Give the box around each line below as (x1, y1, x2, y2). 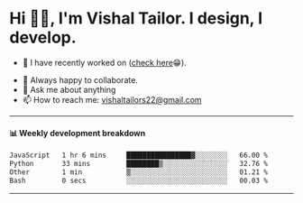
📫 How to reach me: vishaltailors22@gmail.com (22, 94, 202, 105)
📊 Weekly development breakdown (9, 127, 146, 138)
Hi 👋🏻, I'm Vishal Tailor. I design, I (9, 8, 263, 29)
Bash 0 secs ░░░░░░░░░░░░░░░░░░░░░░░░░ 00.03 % (9, 176, 269, 185)
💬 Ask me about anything (22, 84, 116, 95)
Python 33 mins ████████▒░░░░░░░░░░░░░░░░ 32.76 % (9, 160, 269, 169)
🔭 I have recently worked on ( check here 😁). (22, 57, 187, 68)
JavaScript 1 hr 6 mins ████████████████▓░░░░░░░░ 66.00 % (9, 151, 269, 161)
